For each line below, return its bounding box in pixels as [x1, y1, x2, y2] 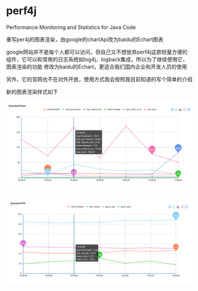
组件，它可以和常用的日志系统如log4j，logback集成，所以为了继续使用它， [6, 55, 188, 63]
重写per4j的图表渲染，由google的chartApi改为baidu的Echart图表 [6, 35, 164, 42]
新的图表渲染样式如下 [6, 88, 58, 95]
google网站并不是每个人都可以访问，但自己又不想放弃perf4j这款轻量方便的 [6, 48, 188, 55]
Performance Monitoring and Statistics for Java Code [6, 24, 136, 31]
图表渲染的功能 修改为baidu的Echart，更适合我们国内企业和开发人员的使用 [6, 63, 187, 70]
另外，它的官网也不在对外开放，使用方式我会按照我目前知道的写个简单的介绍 [6, 76, 193, 83]
